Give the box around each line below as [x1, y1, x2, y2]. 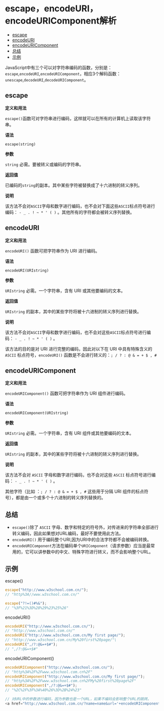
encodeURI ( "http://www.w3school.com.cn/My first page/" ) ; [5, 633, 125, 638]
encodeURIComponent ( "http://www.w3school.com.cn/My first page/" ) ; [5, 674, 145, 679]
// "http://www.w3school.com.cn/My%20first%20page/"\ [5, 637, 117, 642]
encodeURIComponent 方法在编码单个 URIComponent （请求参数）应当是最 [12, 543, 151, 549]
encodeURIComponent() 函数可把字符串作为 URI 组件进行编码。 [5, 390, 128, 396]
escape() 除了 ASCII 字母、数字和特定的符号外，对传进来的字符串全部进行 [12, 524, 159, 531]
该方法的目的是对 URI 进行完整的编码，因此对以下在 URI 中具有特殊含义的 [5, 346, 153, 352]
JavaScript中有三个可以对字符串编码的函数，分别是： [5, 64, 112, 70]
